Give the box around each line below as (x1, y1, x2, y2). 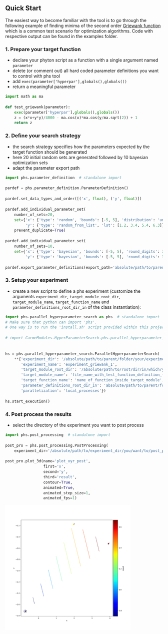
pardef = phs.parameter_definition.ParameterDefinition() (5, 186, 128, 191)
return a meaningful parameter (12, 84, 76, 90)
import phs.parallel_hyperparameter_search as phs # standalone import (5, 314, 160, 319)
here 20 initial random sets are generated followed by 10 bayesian (12, 154, 148, 160)
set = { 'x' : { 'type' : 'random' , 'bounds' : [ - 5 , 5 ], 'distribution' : (14, 217, 155, 222)
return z (14, 120, 32, 126)
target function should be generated (12, 149, 87, 155)
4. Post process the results (5, 410, 71, 417)
